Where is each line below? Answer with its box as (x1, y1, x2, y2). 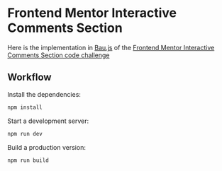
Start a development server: (7, 117, 89, 125)
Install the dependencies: (7, 90, 82, 98)
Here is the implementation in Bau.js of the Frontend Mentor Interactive (7, 43, 215, 52)
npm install (7, 104, 43, 111)
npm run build (7, 157, 50, 164)
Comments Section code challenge (7, 51, 110, 59)
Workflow (7, 71, 52, 83)
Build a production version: (7, 143, 87, 151)
